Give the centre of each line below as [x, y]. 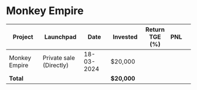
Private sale [59, 58]
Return [155, 29]
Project [23, 36]
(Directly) [56, 65]
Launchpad [60, 36]
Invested [125, 36]
